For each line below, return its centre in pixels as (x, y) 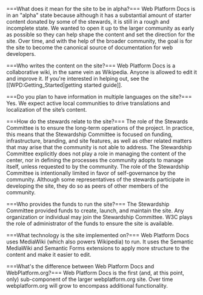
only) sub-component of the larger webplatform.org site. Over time (90, 279)
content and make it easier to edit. (49, 255)
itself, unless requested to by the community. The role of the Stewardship (98, 167)
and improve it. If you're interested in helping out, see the (78, 79)
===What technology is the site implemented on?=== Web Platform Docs (98, 235)
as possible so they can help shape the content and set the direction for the (101, 35)
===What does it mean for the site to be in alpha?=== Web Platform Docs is (101, 9)
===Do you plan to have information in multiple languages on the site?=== (99, 97)
